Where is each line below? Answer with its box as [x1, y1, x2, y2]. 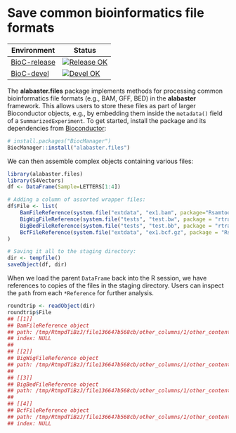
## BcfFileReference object [7, 407, 90, 414]
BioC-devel [11, 68, 49, 78]
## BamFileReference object [7, 322, 90, 329]
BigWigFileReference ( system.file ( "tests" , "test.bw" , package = [20, 216, 212, 223]
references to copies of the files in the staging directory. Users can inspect [7, 281, 224, 290]
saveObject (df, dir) [7, 261, 68, 269]
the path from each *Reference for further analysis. [7, 289, 155, 297]
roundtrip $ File [7, 309, 52, 316]
